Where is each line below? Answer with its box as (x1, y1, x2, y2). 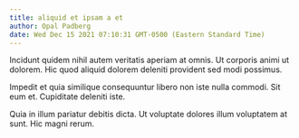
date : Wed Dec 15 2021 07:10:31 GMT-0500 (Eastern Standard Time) (9, 30, 265, 39)
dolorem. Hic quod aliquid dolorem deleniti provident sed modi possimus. (9, 64, 283, 75)
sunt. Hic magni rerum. (9, 118, 95, 129)
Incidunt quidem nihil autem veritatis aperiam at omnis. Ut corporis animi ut (9, 55, 290, 66)
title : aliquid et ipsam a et (9, 13, 124, 23)
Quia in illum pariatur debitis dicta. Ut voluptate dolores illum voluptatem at (9, 109, 288, 120)
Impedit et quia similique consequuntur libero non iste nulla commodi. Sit (9, 82, 281, 93)
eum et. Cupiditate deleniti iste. (9, 91, 126, 102)
